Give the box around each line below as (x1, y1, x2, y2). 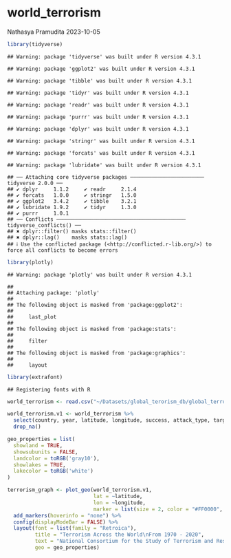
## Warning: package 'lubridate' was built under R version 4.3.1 (7, 162, 201, 169)
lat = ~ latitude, (93, 493, 143, 500)
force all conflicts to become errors (7, 246, 118, 254)
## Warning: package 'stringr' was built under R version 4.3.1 (7, 138, 195, 144)
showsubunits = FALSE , (13, 449, 78, 455)
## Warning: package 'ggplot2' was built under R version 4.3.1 (7, 65, 195, 72)
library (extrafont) (7, 374, 63, 380)
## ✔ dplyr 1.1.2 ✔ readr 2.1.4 (7, 186, 137, 193)
